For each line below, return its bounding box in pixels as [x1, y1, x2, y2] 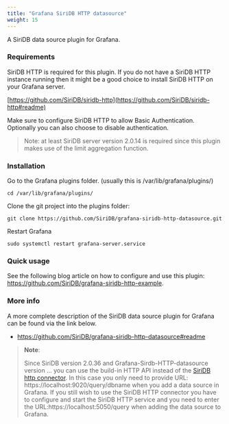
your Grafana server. [7, 82, 66, 90]
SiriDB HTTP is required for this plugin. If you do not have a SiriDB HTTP [7, 68, 211, 76]
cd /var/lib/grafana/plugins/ [7, 190, 94, 197]
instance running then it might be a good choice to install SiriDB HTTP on [7, 75, 214, 83]
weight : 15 [7, 16, 38, 23]
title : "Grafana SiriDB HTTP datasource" [7, 10, 128, 17]
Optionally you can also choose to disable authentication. [7, 123, 169, 132]
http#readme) [7, 103, 47, 111]
